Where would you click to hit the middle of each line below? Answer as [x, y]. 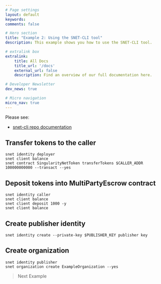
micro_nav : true [22, 103]
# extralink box [22, 52]
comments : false [22, 24]
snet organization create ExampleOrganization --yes [62, 267]
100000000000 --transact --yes [38, 168]
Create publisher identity [45, 224]
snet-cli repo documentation [42, 127]
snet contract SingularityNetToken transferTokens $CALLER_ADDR [74, 163]
